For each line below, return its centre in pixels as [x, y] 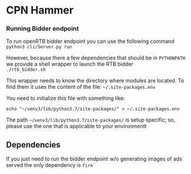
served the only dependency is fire [49, 165]
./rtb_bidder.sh [26, 70]
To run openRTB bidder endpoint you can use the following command [90, 41]
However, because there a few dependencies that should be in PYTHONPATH [96, 58]
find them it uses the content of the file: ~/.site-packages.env [81, 87]
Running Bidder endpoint [43, 29]
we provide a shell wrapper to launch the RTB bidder [70, 64]
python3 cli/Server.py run [39, 47]
